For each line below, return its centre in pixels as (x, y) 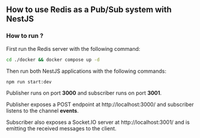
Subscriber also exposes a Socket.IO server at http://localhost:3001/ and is (98, 122)
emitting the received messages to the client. (61, 129)
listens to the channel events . (43, 111)
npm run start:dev (29, 82)
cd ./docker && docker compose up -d (53, 60)
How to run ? (25, 36)
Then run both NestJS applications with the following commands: (86, 71)
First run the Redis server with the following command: (73, 49)
